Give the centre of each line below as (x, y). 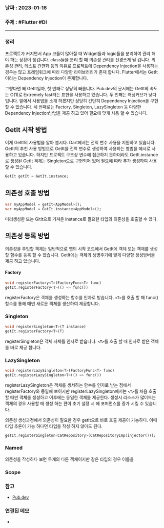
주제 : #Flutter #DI (26, 22)
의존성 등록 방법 (27, 236)
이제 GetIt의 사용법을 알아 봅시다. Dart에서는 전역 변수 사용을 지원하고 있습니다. (81, 143)
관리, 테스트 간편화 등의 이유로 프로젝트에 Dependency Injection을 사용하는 (86, 66)
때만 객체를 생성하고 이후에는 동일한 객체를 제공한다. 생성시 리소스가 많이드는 (83, 397)
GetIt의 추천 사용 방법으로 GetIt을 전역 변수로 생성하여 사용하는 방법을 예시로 (78, 149)
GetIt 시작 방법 (26, 130)
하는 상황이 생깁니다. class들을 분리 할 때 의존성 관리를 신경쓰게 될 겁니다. (80, 59)
